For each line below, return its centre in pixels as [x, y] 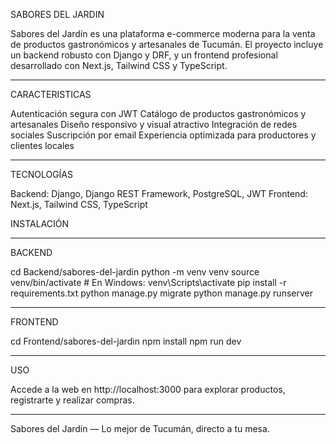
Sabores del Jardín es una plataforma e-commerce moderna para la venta [163, 33]
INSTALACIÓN [40, 223]
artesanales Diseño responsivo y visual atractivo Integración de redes [154, 124]
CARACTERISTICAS [51, 94]
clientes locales [42, 145]
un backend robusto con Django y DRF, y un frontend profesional [144, 55]
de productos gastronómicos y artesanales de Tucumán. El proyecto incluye [167, 44]
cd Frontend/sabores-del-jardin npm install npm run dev [126, 341]
